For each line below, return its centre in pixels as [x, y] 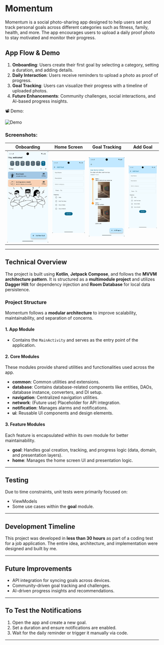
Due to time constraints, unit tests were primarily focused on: [66, 492]
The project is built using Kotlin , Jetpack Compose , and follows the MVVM [81, 274]
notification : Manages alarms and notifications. [60, 408]
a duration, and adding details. [43, 70]
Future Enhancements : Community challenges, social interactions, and [84, 96]
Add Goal [143, 147]
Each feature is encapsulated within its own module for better [67, 435]
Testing [17, 480]
